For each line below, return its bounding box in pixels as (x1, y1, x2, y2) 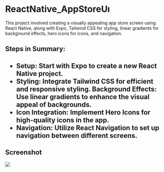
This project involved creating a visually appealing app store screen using (5, 20, 156, 26)
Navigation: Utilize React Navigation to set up (16, 123, 160, 132)
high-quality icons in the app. (16, 115, 109, 124)
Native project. (16, 69, 64, 78)
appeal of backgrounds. (16, 100, 92, 109)
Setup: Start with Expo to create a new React (16, 61, 158, 70)
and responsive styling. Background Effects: (16, 85, 157, 93)
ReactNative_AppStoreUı (5, 3, 110, 15)
